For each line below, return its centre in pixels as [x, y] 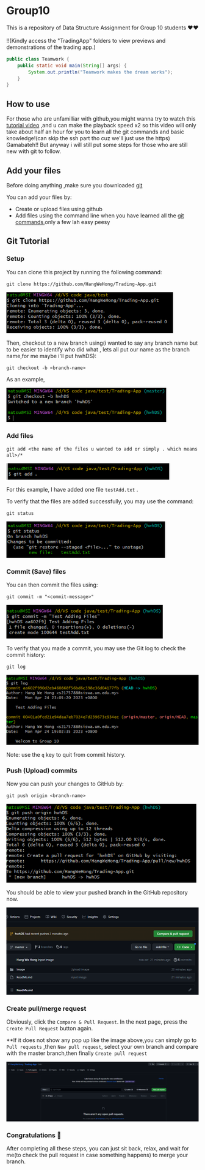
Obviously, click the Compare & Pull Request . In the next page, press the [97, 1022]
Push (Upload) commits [42, 770]
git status [20, 513]
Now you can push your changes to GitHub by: [65, 784]
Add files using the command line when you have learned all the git [99, 216]
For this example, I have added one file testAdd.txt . [72, 489]
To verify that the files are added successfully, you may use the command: [100, 501]
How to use [28, 104]
